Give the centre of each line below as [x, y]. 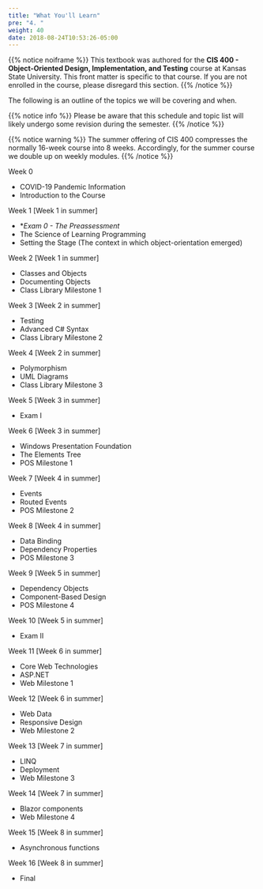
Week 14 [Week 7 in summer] [56, 793]
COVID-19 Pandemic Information [73, 187]
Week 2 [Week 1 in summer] [54, 258]
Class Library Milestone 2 [61, 337]
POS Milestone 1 [46, 463]
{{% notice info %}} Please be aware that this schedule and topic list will [126, 116]
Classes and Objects [53, 273]
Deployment [39, 770]
